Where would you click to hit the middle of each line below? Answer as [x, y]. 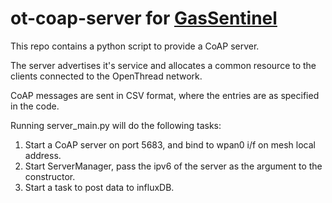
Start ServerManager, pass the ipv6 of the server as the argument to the [173, 166]
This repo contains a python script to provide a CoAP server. [135, 46]
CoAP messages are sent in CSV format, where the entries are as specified [165, 95]
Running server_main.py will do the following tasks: [116, 125]
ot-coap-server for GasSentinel [144, 18]
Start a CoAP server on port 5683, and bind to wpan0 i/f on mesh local [170, 144]
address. [43, 155]
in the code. [35, 106]
